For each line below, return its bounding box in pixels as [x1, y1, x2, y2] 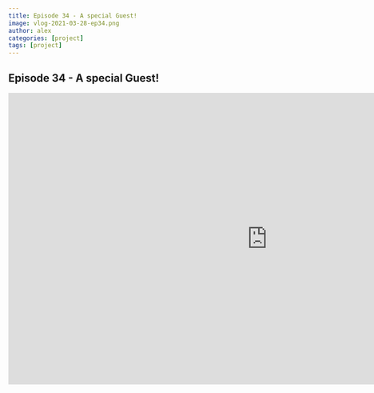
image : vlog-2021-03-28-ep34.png [8, 19, 120, 27]
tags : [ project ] [8, 42, 62, 50]
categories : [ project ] [8, 34, 84, 42]
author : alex [8, 26, 52, 34]
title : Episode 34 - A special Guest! [8, 11, 137, 20]
